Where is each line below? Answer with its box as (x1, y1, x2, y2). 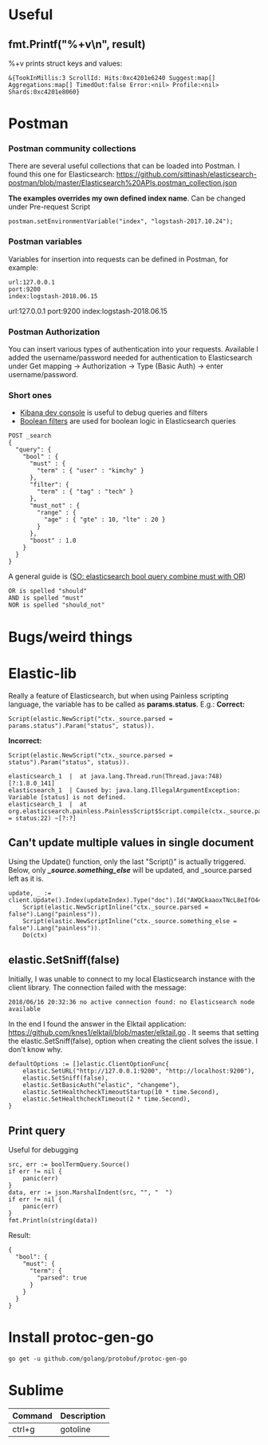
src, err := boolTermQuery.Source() (8, 1160, 130, 1168)
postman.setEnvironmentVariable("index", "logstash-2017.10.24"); (8, 217, 234, 225)
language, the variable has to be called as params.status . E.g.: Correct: (8, 699, 246, 709)
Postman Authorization (8, 326, 100, 337)
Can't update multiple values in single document (8, 835, 254, 849)
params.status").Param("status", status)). (8, 722, 156, 730)
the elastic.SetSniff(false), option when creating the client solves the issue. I (8, 1037, 258, 1046)
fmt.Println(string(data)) (8, 1216, 98, 1224)
